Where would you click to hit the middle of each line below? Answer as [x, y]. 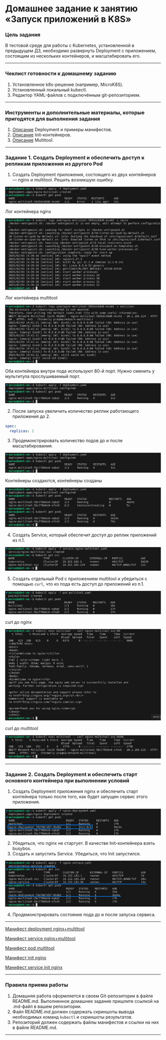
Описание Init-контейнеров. [42, 135]
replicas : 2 [22, 431]
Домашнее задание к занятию [72, 9]
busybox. [22, 848]
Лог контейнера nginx [28, 212]
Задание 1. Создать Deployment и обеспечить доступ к [75, 158]
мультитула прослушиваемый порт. [43, 376]
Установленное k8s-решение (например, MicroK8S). [68, 84]
